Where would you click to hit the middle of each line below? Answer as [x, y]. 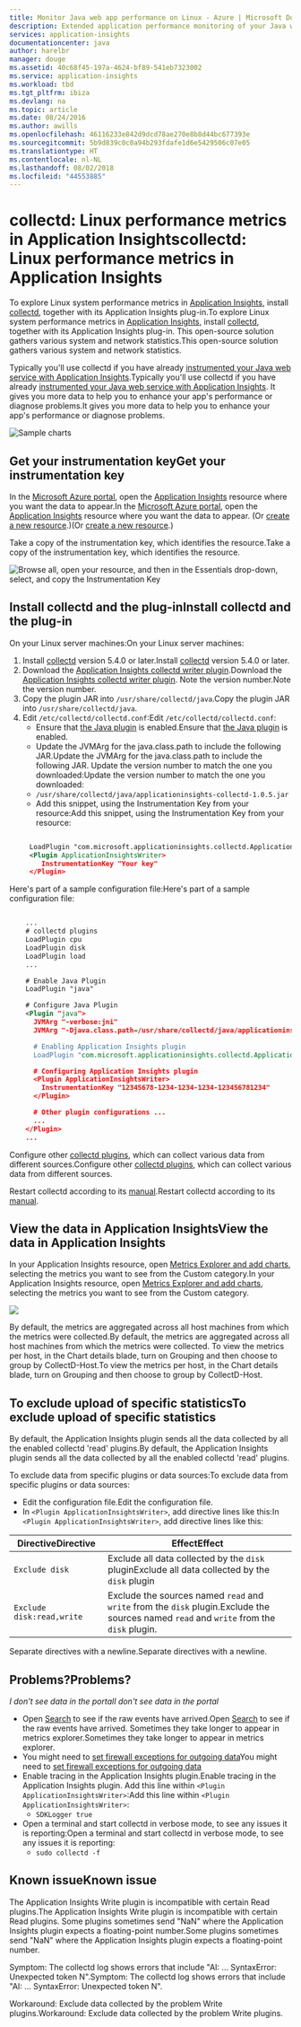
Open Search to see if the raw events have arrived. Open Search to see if [156, 1719]
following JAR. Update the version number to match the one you [154, 765]
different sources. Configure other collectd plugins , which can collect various [150, 1164]
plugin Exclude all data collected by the [189, 1570]
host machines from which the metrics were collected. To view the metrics [147, 1347]
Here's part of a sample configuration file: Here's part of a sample [130, 889]
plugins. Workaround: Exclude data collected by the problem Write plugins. [146, 2013]
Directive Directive [56, 1543]
